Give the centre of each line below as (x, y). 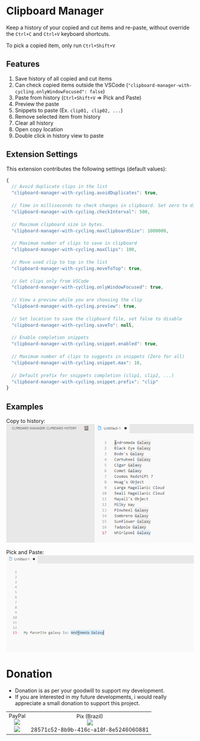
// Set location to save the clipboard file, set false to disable (97, 319)
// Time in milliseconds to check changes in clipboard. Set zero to (99, 206)
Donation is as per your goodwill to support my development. (90, 691)
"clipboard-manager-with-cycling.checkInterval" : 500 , (81, 212)
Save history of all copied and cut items (63, 78)
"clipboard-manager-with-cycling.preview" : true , (74, 306)
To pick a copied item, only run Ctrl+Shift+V (61, 45)
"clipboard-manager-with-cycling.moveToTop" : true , (77, 268)
